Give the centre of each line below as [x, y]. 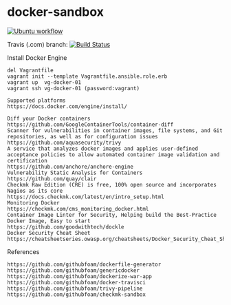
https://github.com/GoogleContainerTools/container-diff [90, 125]
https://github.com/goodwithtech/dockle [66, 227]
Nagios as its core [35, 191]
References [23, 251]
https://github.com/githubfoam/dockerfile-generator [84, 264]
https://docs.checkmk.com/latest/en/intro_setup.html [86, 197]
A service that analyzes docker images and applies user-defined [102, 149]
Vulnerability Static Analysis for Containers [75, 173]
